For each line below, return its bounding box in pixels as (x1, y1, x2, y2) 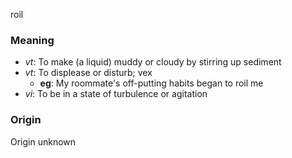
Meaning (10, 33, 55, 47)
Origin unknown (10, 135, 77, 148)
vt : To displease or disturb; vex (24, 67, 153, 79)
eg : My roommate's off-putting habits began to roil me (39, 77, 264, 89)
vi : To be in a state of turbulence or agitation (24, 88, 208, 100)
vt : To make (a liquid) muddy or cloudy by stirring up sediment (24, 56, 282, 68)
